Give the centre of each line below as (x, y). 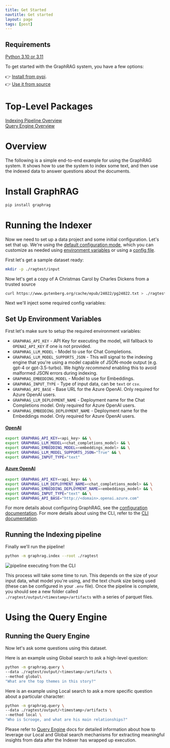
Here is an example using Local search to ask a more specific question (79, 691)
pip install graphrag (28, 205)
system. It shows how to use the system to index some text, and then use (82, 165)
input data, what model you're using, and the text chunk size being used (80, 581)
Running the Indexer (49, 225)
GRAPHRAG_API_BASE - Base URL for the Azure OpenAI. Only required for (86, 389)
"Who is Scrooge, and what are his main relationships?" (67, 720)
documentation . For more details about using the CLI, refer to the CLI (77, 513)
